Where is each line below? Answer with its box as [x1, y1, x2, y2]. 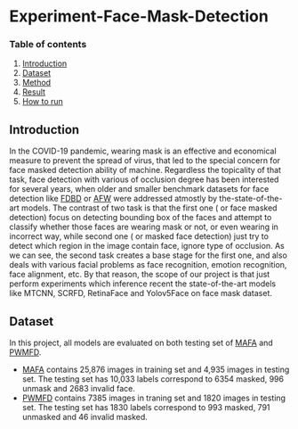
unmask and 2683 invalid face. [21, 384, 136, 394]
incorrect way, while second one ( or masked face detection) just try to [9, 231, 270, 242]
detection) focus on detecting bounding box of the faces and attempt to [9, 212, 272, 223]
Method [21, 78, 52, 88]
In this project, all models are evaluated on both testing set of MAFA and [9, 337, 273, 349]
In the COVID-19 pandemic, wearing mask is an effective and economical [9, 145, 278, 157]
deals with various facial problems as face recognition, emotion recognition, [9, 260, 287, 270]
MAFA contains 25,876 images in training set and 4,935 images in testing [21, 364, 290, 375]
